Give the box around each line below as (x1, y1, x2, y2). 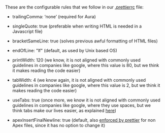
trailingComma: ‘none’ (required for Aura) (12, 14, 96, 19)
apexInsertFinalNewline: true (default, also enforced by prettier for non (12, 117, 156, 123)
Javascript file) (12, 29, 43, 34)
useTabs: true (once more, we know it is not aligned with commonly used (12, 97, 161, 103)
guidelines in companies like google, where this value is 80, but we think (12, 63, 159, 68)
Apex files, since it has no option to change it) (12, 123, 105, 128)
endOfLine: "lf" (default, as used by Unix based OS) (12, 48, 117, 53)
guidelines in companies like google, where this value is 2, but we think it (12, 82, 161, 88)
